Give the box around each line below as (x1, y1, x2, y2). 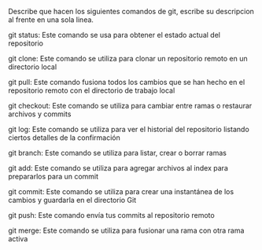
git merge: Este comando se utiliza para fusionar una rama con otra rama (8, 226, 245, 235)
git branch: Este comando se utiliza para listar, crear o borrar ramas (8, 149, 227, 157)
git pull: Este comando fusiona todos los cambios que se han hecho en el (8, 78, 245, 86)
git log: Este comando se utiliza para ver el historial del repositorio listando (8, 125, 249, 134)
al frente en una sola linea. (8, 15, 94, 24)
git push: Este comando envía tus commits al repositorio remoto (8, 211, 215, 219)
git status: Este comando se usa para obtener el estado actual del (8, 31, 220, 39)
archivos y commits (8, 109, 72, 119)
